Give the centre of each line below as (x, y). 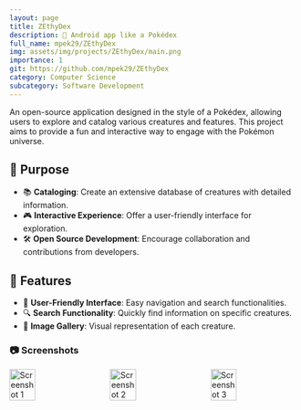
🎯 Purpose (40, 170)
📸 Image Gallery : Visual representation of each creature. (129, 326)
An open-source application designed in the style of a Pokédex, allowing (146, 111)
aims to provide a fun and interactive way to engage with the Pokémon (142, 131)
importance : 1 (36, 60)
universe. (27, 141)
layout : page (34, 18)
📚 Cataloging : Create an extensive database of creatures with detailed (157, 192)
